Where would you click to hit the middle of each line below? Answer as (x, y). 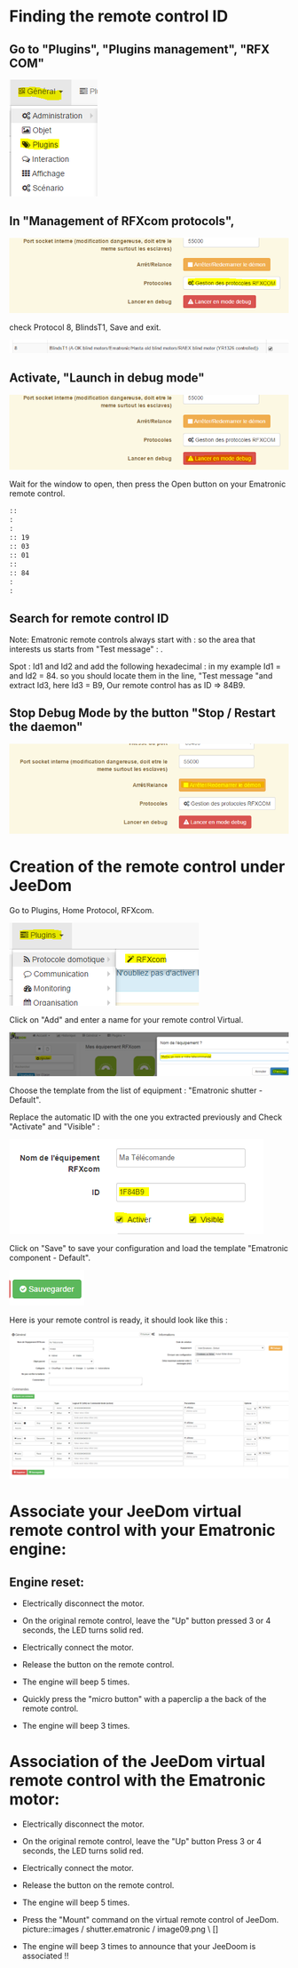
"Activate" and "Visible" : (55, 1127)
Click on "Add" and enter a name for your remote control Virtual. (126, 1019)
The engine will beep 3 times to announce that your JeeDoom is (139, 1946)
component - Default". (50, 1258)
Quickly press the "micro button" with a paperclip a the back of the (144, 1699)
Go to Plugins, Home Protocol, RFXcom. (82, 910)
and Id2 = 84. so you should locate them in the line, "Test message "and (141, 676)
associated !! (45, 1956)
